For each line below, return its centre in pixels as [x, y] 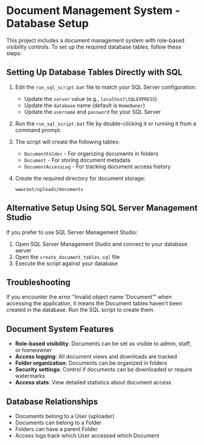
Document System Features [60, 329]
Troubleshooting [39, 282]
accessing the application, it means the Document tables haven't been [94, 303]
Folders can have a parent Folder [56, 429]
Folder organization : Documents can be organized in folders [91, 363]
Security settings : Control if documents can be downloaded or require [104, 370]
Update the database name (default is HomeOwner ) [85, 105]
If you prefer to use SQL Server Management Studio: [72, 232]
